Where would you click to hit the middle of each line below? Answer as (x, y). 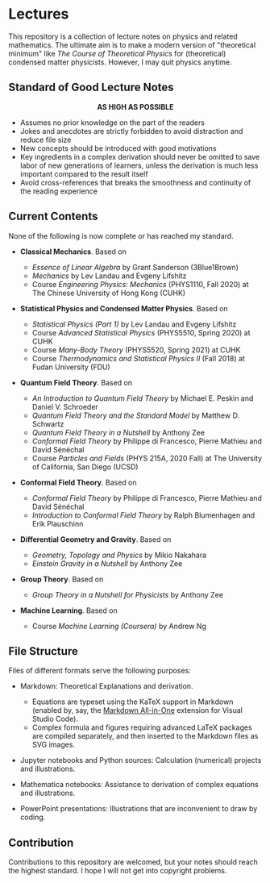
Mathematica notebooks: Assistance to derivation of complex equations (139, 785)
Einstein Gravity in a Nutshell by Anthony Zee (107, 563)
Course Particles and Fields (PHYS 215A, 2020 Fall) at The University (147, 458)
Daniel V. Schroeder (65, 406)
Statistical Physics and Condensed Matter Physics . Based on (124, 308)
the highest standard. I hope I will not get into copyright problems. (118, 871)
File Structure (43, 651)
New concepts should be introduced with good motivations (118, 148)
